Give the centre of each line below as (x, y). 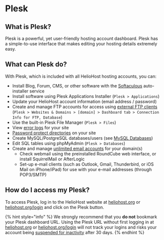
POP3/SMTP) (33, 175)
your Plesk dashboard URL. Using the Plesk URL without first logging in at (80, 222)
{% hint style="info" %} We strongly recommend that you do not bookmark (81, 216)
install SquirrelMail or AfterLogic (52, 159)
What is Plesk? (28, 27)
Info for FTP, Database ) (37, 117)
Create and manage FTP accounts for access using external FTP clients (85, 107)
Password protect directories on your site (54, 133)
